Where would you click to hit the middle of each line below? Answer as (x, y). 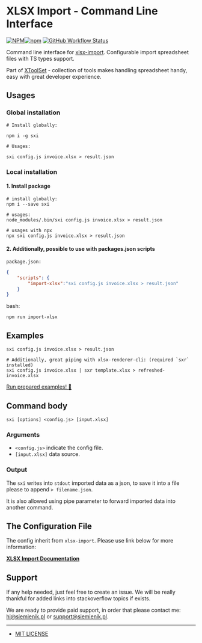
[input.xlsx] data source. (47, 454)
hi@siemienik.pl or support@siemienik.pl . (57, 617)
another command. (30, 507)
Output (17, 470)
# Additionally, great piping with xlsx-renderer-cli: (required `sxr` (98, 360)
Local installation (32, 171)
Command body (37, 406)
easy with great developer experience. (54, 76)
